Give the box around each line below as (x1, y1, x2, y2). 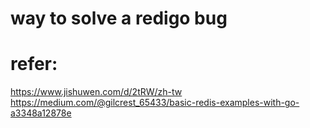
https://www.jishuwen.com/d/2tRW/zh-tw (10, 86, 183, 98)
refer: (10, 53, 58, 76)
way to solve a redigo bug (10, 7, 228, 30)
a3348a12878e (10, 107, 72, 119)
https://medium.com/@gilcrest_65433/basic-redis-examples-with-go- (10, 97, 300, 109)
